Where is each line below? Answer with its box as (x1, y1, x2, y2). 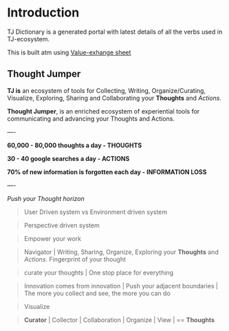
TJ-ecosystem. (7, 34, 50, 43)
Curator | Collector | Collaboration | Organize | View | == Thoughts (23, 315, 215, 324)
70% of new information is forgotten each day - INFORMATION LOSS (7, 167, 207, 176)
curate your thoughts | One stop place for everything (23, 268, 174, 277)
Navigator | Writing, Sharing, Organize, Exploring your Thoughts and (23, 248, 219, 256)
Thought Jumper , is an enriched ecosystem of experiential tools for (7, 107, 200, 115)
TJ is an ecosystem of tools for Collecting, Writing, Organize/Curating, (7, 86, 206, 94)
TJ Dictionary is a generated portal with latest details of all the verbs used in (7, 28, 223, 36)
